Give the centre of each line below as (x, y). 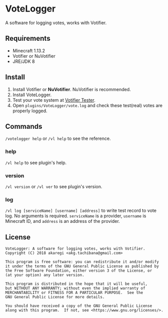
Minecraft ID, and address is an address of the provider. (63, 221)
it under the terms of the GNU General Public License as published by (82, 266)
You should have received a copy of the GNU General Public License (79, 306)
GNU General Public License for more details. (55, 297)
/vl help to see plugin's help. (36, 163)
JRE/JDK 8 (24, 61)
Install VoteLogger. (32, 95)
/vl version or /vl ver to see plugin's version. (54, 186)
